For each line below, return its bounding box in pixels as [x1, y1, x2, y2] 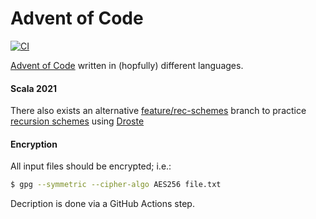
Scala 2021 [10, 82, 58, 94]
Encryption [10, 138, 58, 150]
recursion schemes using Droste [10, 115, 145, 127]
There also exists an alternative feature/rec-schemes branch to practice [10, 105, 307, 117]
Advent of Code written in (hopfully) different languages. [10, 59, 244, 71]
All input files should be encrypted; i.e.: [10, 160, 172, 172]
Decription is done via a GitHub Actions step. [10, 198, 195, 210]
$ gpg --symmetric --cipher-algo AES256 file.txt [10, 180, 222, 190]
